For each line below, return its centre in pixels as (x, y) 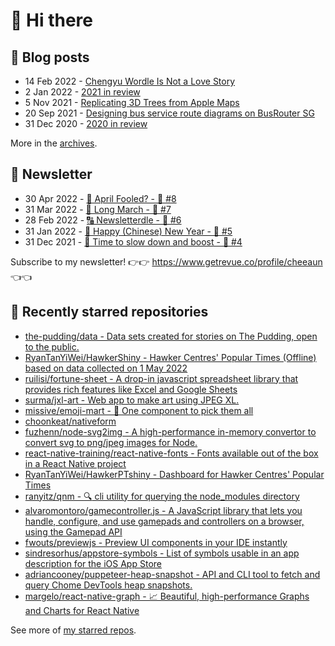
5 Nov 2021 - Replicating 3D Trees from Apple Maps (132, 102)
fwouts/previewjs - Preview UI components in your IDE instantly (156, 542)
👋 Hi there (51, 20)
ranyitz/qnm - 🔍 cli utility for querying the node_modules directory (162, 496)
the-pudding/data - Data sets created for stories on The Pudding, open (171, 336)
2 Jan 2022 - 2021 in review (82, 92)
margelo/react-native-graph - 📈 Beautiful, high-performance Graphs (167, 596)
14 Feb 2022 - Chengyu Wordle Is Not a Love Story (130, 81)
